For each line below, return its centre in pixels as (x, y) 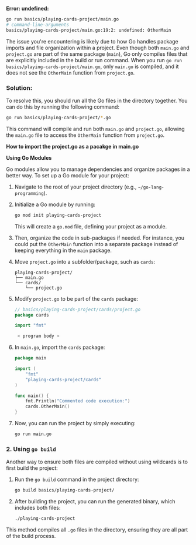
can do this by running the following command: (63, 107)
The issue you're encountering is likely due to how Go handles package (92, 41)
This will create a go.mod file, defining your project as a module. (91, 226)
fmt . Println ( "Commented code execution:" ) (78, 401)
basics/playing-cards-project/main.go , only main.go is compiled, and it (92, 66)
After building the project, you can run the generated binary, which (95, 502)
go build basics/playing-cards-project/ (64, 490)
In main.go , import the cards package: (60, 347)
